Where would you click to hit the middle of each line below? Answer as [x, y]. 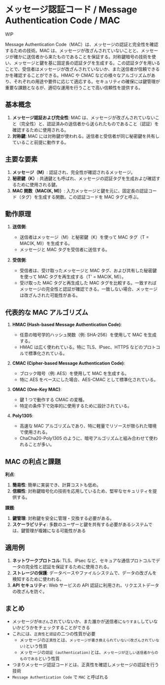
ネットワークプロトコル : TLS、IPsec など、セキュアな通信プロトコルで [84, 560]
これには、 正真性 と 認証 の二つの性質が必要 [54, 634]
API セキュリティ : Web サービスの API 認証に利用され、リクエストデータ [85, 585]
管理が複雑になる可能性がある [56, 531]
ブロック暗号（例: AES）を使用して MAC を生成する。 [74, 374]
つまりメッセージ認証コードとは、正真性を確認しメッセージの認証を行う [85, 664]
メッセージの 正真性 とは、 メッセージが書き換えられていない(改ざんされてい [88, 640]
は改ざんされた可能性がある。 [50, 295]
